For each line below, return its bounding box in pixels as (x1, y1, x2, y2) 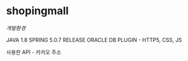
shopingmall (6, 4, 69, 18)
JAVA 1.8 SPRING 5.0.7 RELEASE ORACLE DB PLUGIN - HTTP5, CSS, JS (6, 36, 183, 43)
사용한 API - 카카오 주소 (6, 49, 61, 56)
